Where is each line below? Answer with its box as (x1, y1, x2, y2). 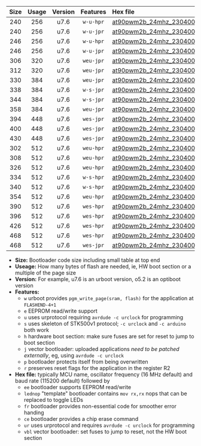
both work (23, 326, 50, 334)
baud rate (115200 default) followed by (14, 377, 110, 384)
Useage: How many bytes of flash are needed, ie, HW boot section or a (14, 263, 191, 270)
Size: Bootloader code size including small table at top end (14, 256, 160, 264)
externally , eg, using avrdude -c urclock (23, 352, 124, 359)
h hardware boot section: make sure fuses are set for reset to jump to (23, 333, 194, 340)
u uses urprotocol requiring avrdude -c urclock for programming (23, 314, 184, 320)
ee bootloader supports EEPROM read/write (23, 384, 132, 390)
